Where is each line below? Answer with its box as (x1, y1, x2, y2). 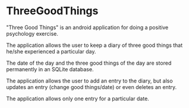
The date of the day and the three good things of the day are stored (6, 59, 172, 66)
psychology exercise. (6, 30, 58, 37)
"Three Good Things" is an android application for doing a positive (6, 24, 169, 31)
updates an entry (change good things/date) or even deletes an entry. (6, 83, 177, 90)
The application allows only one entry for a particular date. (6, 95, 150, 102)
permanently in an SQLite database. (6, 65, 94, 72)
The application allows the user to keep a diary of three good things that (6, 42, 183, 49)
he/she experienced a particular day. (6, 47, 96, 55)
